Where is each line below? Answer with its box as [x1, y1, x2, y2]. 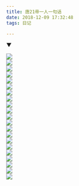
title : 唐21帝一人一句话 [6, 8, 62, 15]
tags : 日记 [6, 20, 32, 26]
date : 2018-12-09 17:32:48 [6, 14, 74, 20]
